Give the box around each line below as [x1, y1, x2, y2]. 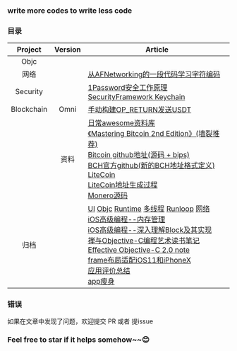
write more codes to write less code [7, 6, 133, 16]
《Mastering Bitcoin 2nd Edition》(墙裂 [87, 129, 213, 139]
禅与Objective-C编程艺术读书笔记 [87, 236, 200, 246]
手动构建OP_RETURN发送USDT [87, 105, 192, 115]
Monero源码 [87, 190, 128, 200]
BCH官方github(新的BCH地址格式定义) [87, 161, 215, 171]
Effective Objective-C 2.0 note [87, 245, 190, 255]
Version [54, 45, 81, 54]
